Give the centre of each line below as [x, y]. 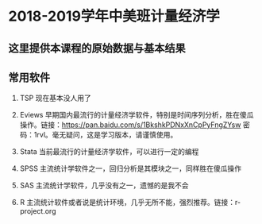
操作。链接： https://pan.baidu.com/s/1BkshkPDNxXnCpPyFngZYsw [130, 125]
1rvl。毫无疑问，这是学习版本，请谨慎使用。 [106, 135]
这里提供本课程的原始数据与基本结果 [97, 48]
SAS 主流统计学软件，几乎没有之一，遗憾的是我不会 [104, 185]
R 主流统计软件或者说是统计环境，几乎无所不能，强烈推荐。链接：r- [130, 203]
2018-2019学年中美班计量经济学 [114, 16]
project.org [38, 211]
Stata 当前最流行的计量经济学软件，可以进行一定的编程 [109, 152]
